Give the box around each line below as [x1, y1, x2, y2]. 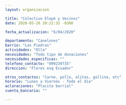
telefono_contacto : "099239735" [5, 61, 71, 66]
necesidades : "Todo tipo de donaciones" [5, 52, 89, 57]
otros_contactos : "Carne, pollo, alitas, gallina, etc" [5, 75, 122, 79]
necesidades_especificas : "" [5, 56, 65, 61]
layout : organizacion [5, 7, 50, 12]
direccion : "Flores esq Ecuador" [5, 66, 74, 71]
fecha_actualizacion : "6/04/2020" [5, 29, 76, 34]
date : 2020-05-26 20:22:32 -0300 [5, 21, 74, 26]
